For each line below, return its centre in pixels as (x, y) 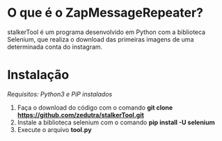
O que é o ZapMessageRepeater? (105, 13)
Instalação (38, 75)
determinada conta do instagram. (55, 47)
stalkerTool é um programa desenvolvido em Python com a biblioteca (106, 32)
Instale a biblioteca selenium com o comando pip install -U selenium (116, 122)
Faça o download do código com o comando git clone (95, 107)
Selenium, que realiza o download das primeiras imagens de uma (101, 39)
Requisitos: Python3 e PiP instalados (60, 94)
